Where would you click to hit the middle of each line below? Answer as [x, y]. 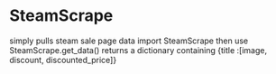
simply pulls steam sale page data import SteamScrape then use [129, 41]
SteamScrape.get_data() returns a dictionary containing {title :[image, [138, 50]
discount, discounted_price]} [63, 60]
